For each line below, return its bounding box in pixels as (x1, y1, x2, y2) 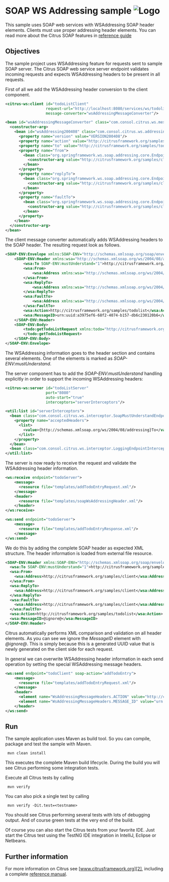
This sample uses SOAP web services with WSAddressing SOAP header (5, 22, 154, 28)
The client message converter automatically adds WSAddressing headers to (5, 237, 163, 243)
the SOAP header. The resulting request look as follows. (5, 242, 121, 248)
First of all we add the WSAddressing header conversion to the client (5, 86, 148, 92)
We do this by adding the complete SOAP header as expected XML (5, 545, 144, 551)
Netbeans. (5, 838, 27, 844)
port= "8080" (45, 390, 71, 395)
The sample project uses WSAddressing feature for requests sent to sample (5, 60, 162, 67)
